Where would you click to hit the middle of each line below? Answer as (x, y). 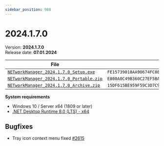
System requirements (28, 97)
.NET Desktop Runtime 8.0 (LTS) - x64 (51, 111)
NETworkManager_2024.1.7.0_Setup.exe (51, 72)
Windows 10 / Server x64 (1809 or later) (52, 106)
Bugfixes (19, 126)
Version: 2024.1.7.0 (25, 47)
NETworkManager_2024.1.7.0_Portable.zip (55, 79)
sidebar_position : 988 (28, 9)
